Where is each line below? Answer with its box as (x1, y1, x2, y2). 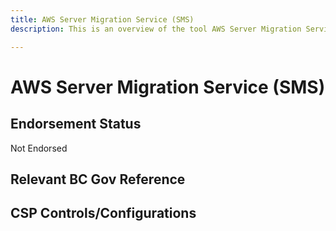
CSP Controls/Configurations (10, 205, 197, 222)
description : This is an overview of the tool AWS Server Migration (10, 24, 302, 34)
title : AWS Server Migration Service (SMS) (10, 14, 195, 25)
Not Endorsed (10, 142, 68, 154)
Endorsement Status (10, 116, 142, 133)
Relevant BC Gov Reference (10, 171, 186, 188)
